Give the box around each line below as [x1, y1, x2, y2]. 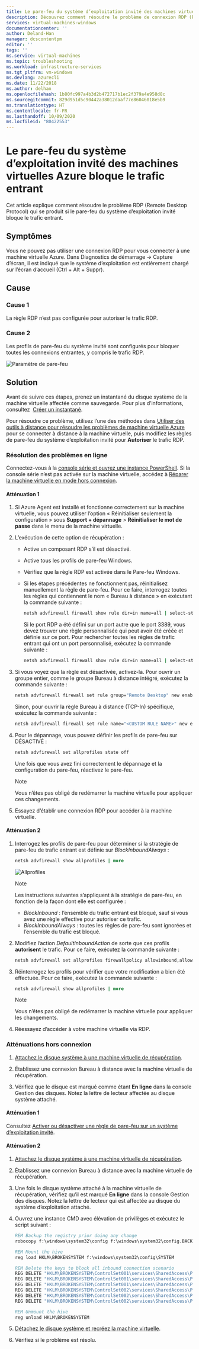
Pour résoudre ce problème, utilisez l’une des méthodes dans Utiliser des [6, 417, 185, 424]
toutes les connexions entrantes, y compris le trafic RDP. [6, 349, 145, 356]
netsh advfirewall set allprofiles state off [14, 749, 129, 755]
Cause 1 [6, 301, 30, 309]
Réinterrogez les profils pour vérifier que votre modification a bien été [14, 968, 185, 975]
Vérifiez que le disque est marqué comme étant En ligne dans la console [14, 1083, 192, 1090]
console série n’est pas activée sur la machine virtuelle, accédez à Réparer [6, 470, 188, 477]
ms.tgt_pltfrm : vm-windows [6, 69, 73, 75]
